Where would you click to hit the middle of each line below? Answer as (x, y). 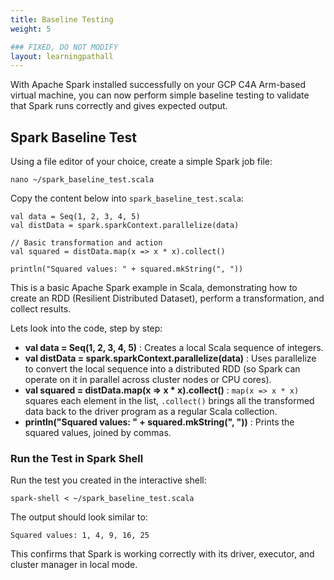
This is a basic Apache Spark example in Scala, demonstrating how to (154, 288)
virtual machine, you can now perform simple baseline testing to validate (160, 95)
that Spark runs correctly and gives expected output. (119, 106)
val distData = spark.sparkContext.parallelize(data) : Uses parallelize (170, 358)
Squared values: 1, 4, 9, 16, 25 (80, 536)
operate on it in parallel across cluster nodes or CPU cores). (148, 380)
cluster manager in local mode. (74, 565)
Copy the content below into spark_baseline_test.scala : (127, 198)
